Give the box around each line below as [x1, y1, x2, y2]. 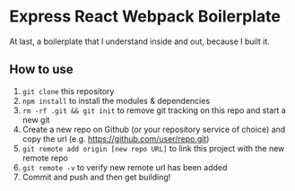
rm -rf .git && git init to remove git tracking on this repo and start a [22, 105, 287, 116]
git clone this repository [22, 85, 115, 96]
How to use [9, 62, 74, 77]
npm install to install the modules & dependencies [22, 95, 211, 106]
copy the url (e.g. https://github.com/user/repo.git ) [22, 133, 210, 144]
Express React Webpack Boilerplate [9, 6, 281, 27]
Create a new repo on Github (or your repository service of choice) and [22, 124, 286, 135]
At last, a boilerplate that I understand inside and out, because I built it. [9, 36, 271, 47]
